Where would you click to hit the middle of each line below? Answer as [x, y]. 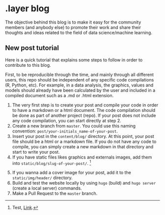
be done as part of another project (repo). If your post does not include [84, 115]
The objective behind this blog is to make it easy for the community [73, 22]
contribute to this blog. [28, 65]
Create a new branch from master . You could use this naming [74, 126]
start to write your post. [36, 152]
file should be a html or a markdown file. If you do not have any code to [84, 141]
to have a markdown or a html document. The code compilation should [84, 110]
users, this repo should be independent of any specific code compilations [80, 80]
